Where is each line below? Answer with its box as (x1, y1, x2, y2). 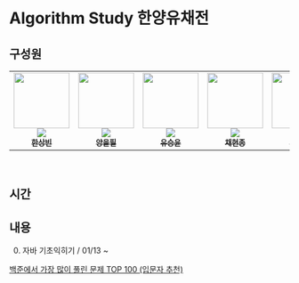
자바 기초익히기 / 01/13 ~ (21, 246, 109, 256)
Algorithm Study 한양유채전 (9, 8, 209, 28)
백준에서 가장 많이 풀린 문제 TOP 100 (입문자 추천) (9, 264, 184, 275)
